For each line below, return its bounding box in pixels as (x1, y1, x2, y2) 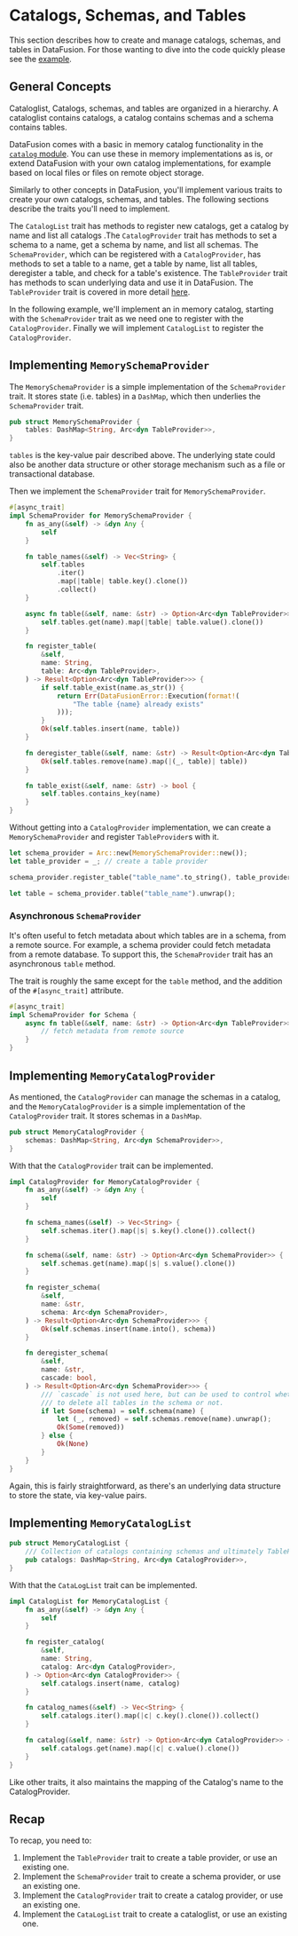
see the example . (9, 53, 73, 64)
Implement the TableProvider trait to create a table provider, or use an (21, 1853, 278, 1863)
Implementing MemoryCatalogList (9, 1515, 192, 1530)
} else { (41, 1431, 74, 1441)
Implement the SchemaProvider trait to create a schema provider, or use (21, 1871, 281, 1882)
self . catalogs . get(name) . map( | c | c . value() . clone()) (41, 1743, 240, 1753)
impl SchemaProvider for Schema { (9, 1010, 137, 1019)
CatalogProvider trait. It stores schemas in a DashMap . (9, 1110, 202, 1121)
